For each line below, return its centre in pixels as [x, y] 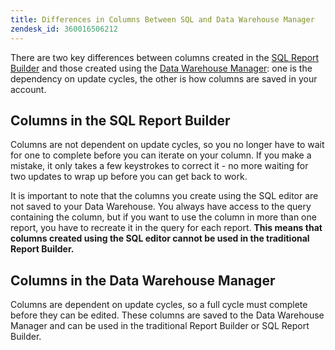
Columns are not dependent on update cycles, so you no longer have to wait [167, 145]
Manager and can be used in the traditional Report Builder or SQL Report [160, 326]
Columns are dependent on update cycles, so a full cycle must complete [159, 305]
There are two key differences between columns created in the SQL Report [165, 57]
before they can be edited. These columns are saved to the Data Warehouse [167, 315]
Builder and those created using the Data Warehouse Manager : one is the [161, 68]
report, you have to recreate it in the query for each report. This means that [166, 228]
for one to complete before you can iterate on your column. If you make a [161, 155]
